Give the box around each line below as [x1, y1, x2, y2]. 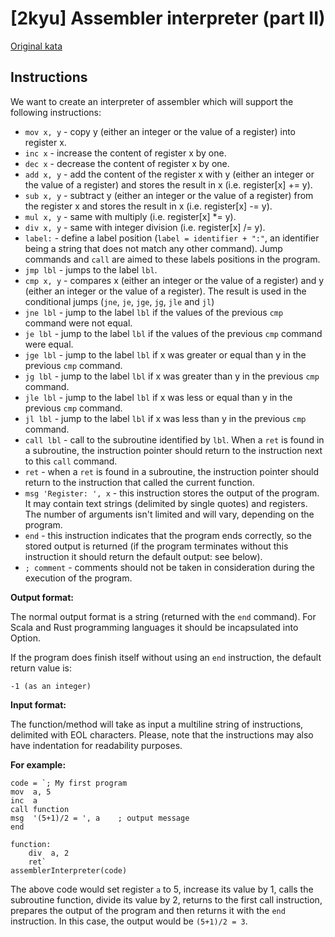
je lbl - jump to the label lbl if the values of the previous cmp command [24, 327, 323, 339]
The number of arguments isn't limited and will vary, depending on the [24, 508, 315, 520]
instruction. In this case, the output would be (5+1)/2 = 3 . [10, 915, 248, 927]
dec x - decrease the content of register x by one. [24, 157, 230, 169]
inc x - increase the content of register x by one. [24, 147, 227, 159]
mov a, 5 [10, 787, 52, 797]
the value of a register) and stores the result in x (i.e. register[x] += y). [24, 178, 313, 191]
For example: [10, 758, 67, 771]
